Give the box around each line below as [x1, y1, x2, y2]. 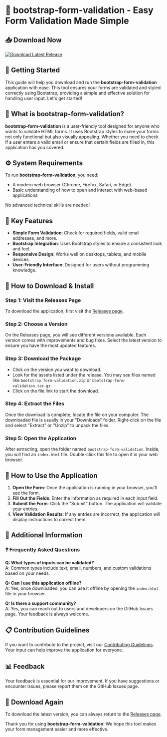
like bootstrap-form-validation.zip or [12, 377, 91, 383]
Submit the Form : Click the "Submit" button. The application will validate [12, 500, 162, 506]
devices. [12, 256, 30, 262]
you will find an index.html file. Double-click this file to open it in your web [5, 452, 158, 458]
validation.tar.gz [12, 383, 51, 389]
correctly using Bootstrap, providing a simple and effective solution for [5, 90, 150, 96]
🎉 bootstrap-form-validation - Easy [5, 5, 154, 16]
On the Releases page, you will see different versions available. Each [5, 332, 146, 338]
